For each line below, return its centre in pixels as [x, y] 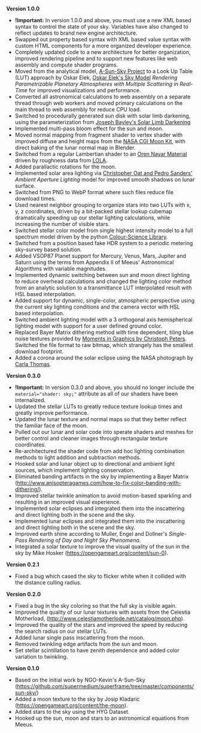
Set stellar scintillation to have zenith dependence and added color [97, 650]
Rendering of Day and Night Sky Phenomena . [85, 540]
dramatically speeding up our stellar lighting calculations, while [92, 218]
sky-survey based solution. [48, 249]
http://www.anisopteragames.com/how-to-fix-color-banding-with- [99, 483]
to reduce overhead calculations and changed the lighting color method [103, 281]
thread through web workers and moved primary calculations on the [99, 103]
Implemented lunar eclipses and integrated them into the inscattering [100, 521]
